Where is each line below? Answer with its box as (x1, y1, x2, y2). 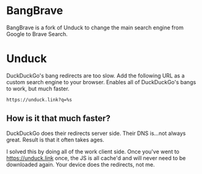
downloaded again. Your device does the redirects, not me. (6, 161, 155, 168)
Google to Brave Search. (6, 30, 68, 37)
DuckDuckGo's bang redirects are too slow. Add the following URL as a (6, 71, 185, 79)
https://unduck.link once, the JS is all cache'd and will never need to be (6, 154, 186, 162)
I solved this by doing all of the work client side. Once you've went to (6, 148, 180, 155)
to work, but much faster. (6, 85, 70, 92)
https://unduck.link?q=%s (6, 96, 72, 103)
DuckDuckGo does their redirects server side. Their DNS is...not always (6, 129, 186, 137)
